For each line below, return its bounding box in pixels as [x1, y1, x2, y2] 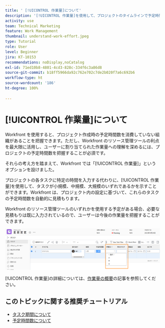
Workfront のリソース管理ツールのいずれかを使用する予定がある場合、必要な [5, 206, 160, 211]
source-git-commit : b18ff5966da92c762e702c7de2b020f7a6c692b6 [5, 70, 135, 75]
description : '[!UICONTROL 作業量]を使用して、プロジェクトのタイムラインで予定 [5, 13, 156, 18]
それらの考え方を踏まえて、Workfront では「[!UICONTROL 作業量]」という [5, 160, 156, 166]
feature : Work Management [5, 29, 58, 34]
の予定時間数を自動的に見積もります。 [5, 195, 82, 201]
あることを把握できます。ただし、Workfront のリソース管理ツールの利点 [13, 138, 160, 144]
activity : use [5, 18, 34, 23]
